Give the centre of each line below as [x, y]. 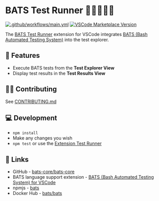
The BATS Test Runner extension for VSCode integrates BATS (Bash [76, 34]
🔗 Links [17, 159]
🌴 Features [23, 56]
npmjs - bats [26, 188]
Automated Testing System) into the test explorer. [57, 40]
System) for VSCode [34, 183]
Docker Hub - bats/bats [37, 193]
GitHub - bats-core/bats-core [43, 172]
